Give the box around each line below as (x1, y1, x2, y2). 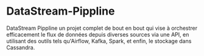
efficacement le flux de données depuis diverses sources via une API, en (6, 30, 189, 38)
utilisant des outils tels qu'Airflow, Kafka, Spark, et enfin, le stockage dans (6, 37, 192, 44)
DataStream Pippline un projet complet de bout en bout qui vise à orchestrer (6, 24, 198, 32)
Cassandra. (6, 44, 35, 51)
